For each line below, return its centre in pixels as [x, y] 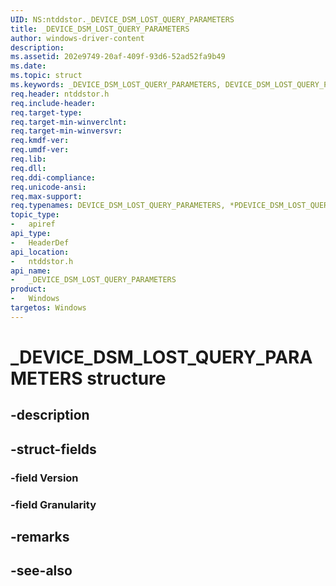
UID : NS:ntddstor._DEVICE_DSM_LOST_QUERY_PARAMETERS [122, 19]
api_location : [40, 252]
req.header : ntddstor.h [60, 94]
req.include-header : [53, 103]
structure [126, 378]
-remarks [40, 536]
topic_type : [35, 215]
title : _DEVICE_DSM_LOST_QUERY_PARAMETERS [100, 29]
